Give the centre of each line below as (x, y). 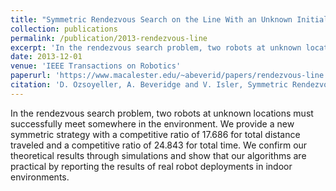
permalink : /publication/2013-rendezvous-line (109, 38)
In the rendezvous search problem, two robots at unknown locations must (162, 113)
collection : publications (64, 29)
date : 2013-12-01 (46, 57)
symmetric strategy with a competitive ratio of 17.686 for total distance (155, 134)
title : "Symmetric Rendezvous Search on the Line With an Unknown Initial (169, 19)
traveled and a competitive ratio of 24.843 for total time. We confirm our (159, 145)
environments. (40, 177)
